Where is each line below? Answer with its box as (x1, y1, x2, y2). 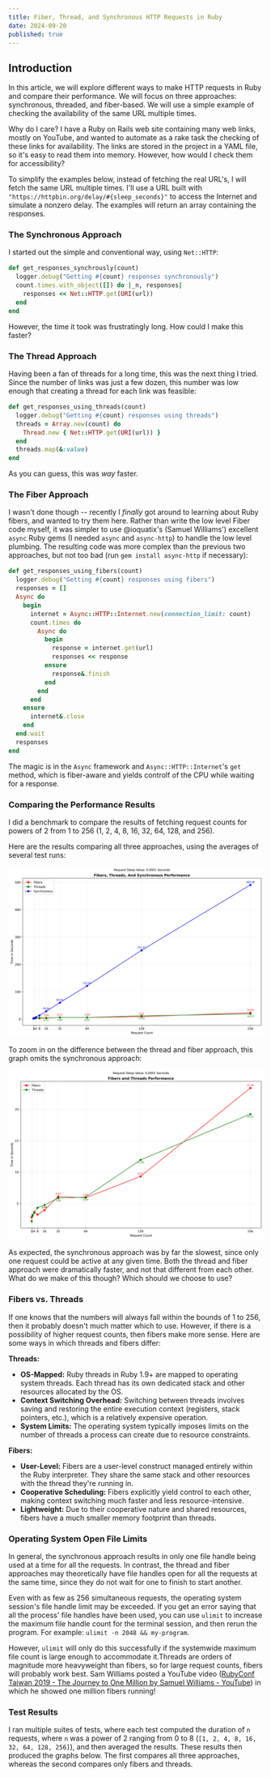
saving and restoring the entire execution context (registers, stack (19, 1403, 240, 1414)
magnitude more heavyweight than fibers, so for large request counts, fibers (8, 1660, 263, 1670)
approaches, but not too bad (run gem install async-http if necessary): (8, 550, 248, 560)
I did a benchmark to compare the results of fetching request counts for (8, 817, 248, 827)
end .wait (15, 730, 45, 738)
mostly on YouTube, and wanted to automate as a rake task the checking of (8, 133, 260, 143)
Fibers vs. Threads (8, 1294, 83, 1305)
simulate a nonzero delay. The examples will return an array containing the (8, 200, 256, 210)
